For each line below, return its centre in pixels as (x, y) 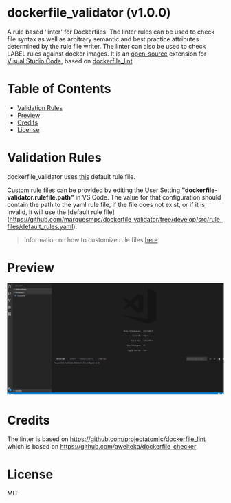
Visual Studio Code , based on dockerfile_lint (70, 61)
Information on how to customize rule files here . (92, 239)
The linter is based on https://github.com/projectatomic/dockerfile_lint (107, 439)
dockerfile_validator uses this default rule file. (71, 176)
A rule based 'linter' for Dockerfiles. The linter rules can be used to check (111, 32)
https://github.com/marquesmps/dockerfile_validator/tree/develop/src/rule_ (116, 219)
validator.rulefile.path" (41, 197)
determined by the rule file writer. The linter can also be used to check (107, 46)
